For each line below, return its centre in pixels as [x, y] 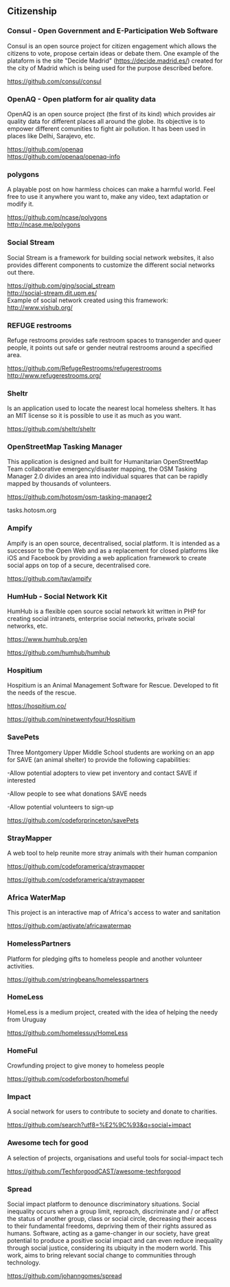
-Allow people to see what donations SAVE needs [77, 794]
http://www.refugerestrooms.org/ [54, 375]
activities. [21, 966]
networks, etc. [27, 626]
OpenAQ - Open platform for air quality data [82, 99]
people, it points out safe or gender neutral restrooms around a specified [110, 348]
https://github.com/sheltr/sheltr [51, 429]
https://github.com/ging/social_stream [61, 286]
